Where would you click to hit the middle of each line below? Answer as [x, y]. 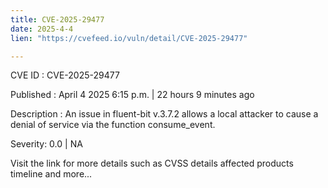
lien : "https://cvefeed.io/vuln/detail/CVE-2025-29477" [129, 38]
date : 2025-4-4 [42, 29]
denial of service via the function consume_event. [113, 125]
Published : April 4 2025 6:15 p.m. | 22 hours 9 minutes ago [132, 95]
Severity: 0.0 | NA [46, 144]
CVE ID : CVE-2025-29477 [65, 75]
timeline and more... [51, 174]
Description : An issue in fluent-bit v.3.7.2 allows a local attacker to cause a [164, 114]
